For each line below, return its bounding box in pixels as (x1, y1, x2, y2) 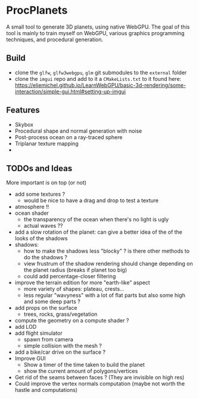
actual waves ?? (23, 222, 64, 230)
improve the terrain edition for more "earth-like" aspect (14, 279, 150, 286)
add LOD (14, 323, 37, 331)
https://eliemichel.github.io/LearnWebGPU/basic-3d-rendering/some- (14, 81, 186, 89)
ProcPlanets (6, 4, 68, 17)
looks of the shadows (14, 235, 68, 242)
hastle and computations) (14, 387, 78, 394)
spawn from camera (23, 336, 73, 343)
